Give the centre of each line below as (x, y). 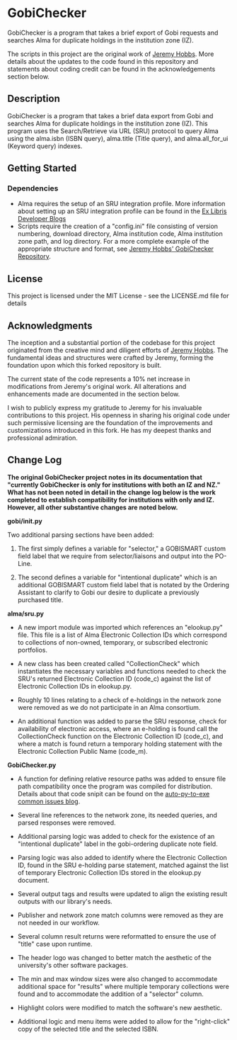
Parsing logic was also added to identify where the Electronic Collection (122, 857)
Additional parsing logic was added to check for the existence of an (116, 836)
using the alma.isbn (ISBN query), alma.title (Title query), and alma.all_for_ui (118, 138)
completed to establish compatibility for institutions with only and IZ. (111, 499)
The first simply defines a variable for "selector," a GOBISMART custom (122, 548)
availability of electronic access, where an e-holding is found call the (117, 728)
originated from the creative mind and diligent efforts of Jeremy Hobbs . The (118, 350)
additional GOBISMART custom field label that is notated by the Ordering (123, 584)
